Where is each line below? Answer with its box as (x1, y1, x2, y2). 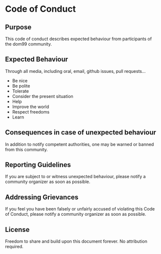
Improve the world (12, 104, 49, 110)
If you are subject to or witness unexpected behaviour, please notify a (5, 174, 146, 180)
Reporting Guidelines (5, 161, 71, 169)
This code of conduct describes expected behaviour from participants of (5, 36, 152, 42)
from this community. (5, 146, 48, 152)
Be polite (12, 83, 30, 89)
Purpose (5, 23, 32, 31)
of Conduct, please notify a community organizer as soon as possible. (5, 211, 146, 217)
